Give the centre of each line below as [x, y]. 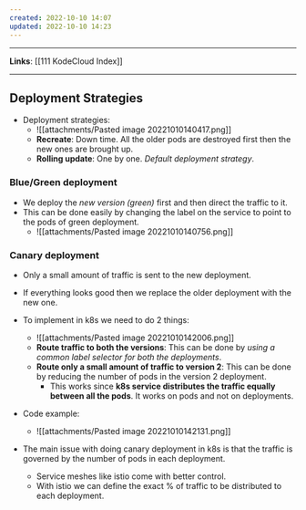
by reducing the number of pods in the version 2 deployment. [151, 376]
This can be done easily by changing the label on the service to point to [157, 212]
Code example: [51, 413]
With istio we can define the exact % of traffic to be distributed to [159, 485]
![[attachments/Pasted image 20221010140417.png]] [134, 130]
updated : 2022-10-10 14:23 [61, 26]
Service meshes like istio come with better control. [131, 476]
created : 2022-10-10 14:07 [61, 18]
